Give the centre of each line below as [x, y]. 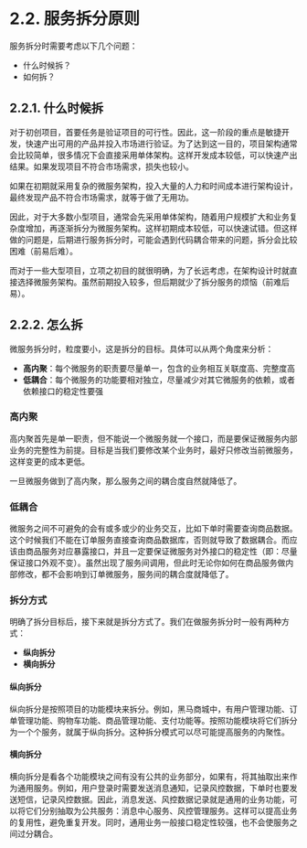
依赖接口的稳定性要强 [63, 391]
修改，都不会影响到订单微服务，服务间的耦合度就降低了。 [125, 574]
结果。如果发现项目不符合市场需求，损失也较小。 [101, 166]
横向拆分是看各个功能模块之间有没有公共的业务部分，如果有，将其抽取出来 [149, 776]
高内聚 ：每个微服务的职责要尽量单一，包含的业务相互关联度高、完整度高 [159, 368]
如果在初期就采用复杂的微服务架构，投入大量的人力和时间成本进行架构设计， [153, 186]
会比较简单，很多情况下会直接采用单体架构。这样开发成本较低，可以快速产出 [153, 155]
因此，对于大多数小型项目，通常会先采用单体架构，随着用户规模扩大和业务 [149, 217]
